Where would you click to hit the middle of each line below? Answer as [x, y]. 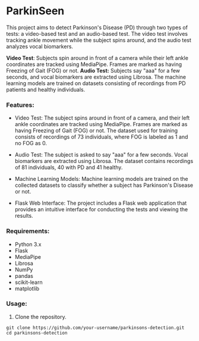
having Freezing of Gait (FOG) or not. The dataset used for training [96, 131]
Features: [20, 105]
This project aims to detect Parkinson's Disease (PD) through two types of [97, 27]
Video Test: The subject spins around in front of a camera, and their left [102, 118]
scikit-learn [29, 282]
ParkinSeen [35, 11]
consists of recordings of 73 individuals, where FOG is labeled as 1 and [101, 137]
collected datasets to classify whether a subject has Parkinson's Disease [104, 185]
